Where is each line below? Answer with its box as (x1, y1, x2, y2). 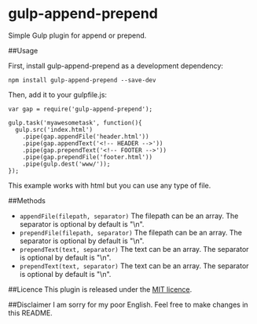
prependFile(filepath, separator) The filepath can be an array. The (19, 228, 242, 237)
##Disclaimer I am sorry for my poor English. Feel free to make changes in (8, 300, 249, 309)
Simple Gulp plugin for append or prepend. (8, 31, 147, 40)
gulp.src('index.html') (15, 126, 93, 133)
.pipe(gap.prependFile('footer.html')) (22, 153, 153, 161)
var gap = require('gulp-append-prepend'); (8, 105, 153, 113)
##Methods (8, 195, 46, 205)
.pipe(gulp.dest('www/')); (22, 160, 111, 168)
